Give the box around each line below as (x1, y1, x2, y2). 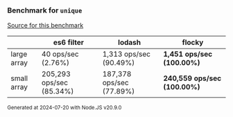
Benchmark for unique (7, 6, 83, 15)
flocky (182, 37, 204, 47)
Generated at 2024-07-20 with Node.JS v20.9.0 (7, 105, 122, 111)
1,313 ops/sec (102, 49, 151, 59)
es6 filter (53, 37, 85, 47)
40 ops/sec (41, 49, 79, 59)
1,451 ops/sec (163, 49, 213, 59)
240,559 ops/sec (163, 73, 222, 83)
